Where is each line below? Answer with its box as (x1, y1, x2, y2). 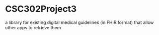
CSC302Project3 (5, 3, 77, 15)
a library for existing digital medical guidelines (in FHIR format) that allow (5, 19, 154, 25)
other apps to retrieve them (5, 24, 61, 30)
